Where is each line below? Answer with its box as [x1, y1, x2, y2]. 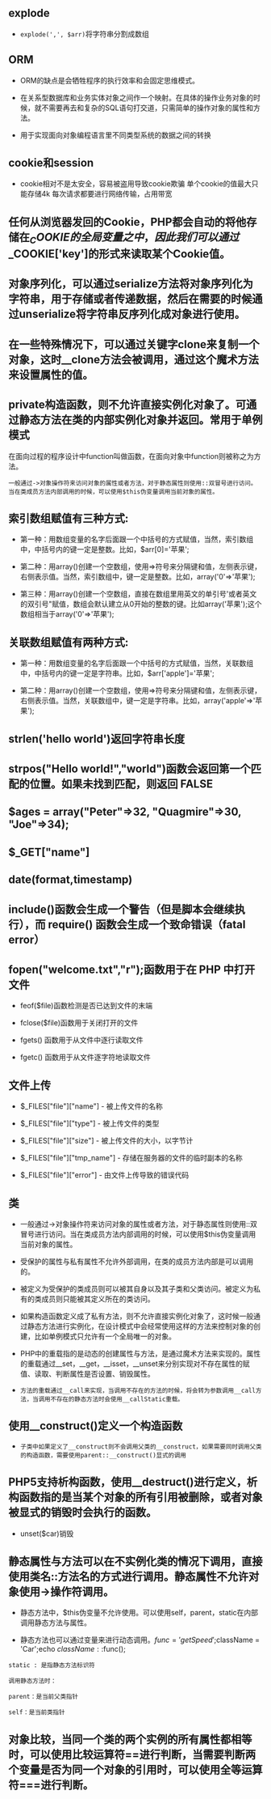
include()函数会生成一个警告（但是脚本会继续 [8, 902, 236, 916]
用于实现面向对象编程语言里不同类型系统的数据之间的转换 [19, 129, 211, 140]
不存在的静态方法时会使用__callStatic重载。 [50, 1395, 184, 1403]
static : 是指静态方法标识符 [8, 1661, 95, 1670]
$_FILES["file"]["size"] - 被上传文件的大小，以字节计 [19, 1136, 194, 1146]
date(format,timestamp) [8, 873, 133, 887]
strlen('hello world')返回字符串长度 [8, 732, 186, 745]
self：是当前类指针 [8, 1708, 65, 1716]
